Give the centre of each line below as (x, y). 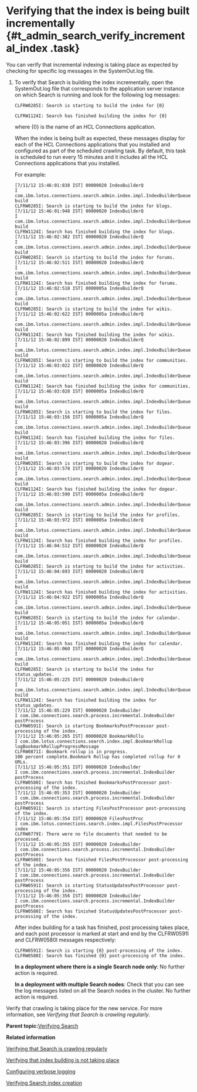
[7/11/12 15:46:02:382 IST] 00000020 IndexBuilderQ (79, 237)
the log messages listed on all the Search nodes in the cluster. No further (103, 990)
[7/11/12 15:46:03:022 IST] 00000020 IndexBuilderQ (79, 365)
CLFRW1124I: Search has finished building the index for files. (95, 437)
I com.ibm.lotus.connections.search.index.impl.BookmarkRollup (94, 741)
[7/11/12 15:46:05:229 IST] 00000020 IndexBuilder (78, 710)
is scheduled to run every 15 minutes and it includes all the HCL (91, 157)
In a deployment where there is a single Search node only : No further (100, 967)
